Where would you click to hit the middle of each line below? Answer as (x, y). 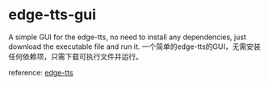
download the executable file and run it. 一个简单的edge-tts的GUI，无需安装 (134, 47)
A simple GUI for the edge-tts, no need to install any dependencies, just (127, 37)
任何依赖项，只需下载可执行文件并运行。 (76, 56)
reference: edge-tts (41, 72)
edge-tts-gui (53, 15)
